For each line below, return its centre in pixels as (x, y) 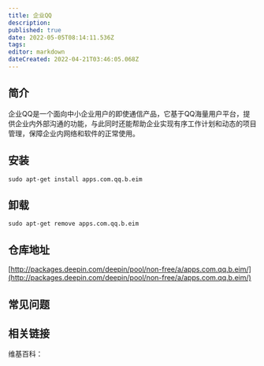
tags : (17, 45)
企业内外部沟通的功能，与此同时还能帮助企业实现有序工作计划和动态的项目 (136, 124)
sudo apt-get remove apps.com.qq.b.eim (74, 224)
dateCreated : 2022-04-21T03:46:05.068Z (74, 60)
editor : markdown (37, 52)
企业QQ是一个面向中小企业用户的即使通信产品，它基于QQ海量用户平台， (126, 113)
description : (30, 23)
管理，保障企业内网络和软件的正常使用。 (74, 133)
